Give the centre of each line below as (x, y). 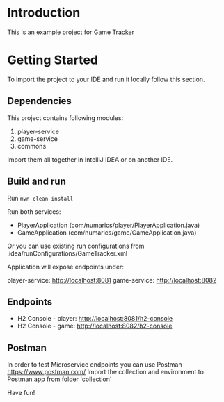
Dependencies (39, 101)
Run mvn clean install (40, 198)
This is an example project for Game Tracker (71, 32)
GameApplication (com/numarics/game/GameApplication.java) (107, 232)
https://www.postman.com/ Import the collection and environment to (105, 372)
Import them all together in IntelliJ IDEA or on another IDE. (90, 159)
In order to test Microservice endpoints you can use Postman (95, 365)
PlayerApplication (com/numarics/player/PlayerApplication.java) (109, 225)
